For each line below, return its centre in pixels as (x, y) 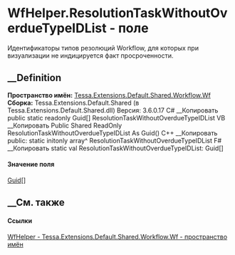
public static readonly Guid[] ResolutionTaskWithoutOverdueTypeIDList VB (116, 118)
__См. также (36, 203)
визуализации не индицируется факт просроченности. (90, 56)
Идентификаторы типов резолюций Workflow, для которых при (103, 48)
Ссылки (20, 220)
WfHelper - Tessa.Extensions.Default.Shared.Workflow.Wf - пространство (117, 236)
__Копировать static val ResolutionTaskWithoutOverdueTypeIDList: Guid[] (116, 148)
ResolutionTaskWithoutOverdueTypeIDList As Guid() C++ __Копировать (113, 132)
